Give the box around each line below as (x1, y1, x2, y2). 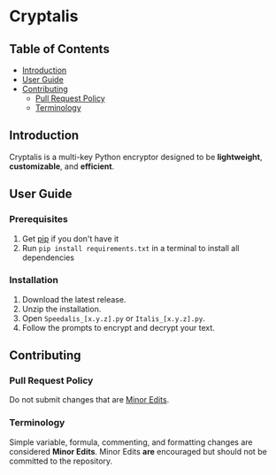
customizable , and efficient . (9, 161, 115, 172)
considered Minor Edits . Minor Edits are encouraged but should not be (9, 446, 267, 456)
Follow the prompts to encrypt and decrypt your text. (21, 322, 215, 333)
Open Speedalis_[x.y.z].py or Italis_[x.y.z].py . (21, 312, 205, 324)
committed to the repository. (9, 456, 113, 466)
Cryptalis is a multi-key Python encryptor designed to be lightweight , (9, 151, 263, 162)
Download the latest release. (21, 294, 126, 304)
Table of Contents (9, 42, 111, 57)
